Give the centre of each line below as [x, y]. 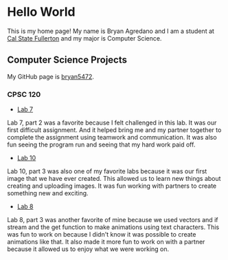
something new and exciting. [48, 193]
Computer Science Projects [67, 60]
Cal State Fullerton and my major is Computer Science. [84, 38]
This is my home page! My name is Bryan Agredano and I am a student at [111, 31]
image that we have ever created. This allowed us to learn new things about [114, 179]
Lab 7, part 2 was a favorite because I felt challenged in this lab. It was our [112, 123]
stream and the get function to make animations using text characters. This [113, 227]
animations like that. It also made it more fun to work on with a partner [106, 242]
